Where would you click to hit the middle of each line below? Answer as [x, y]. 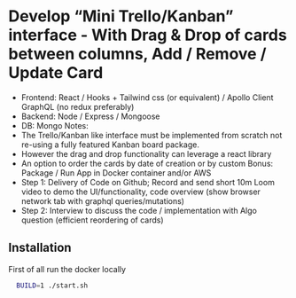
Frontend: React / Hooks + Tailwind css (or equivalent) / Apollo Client [147, 97]
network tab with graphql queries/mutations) [103, 200]
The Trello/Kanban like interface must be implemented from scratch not [152, 135]
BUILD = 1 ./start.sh [52, 286]
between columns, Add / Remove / [137, 54]
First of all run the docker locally [67, 269]
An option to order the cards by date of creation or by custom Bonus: [147, 163]
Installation [40, 248]
